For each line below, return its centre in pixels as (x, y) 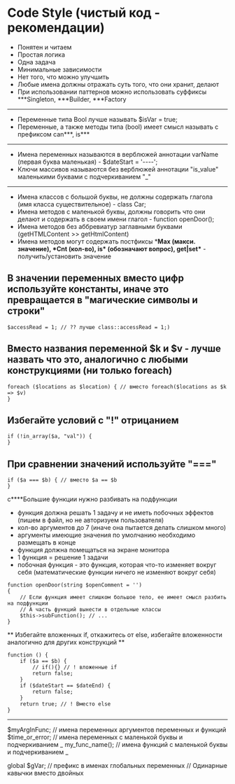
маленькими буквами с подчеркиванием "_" (84, 176)
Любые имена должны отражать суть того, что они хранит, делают (118, 84)
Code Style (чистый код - (84, 13)
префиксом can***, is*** (54, 134)
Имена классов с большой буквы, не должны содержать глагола (115, 197)
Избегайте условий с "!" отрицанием (93, 420)
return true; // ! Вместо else (65, 704)
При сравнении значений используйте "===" (112, 464)
